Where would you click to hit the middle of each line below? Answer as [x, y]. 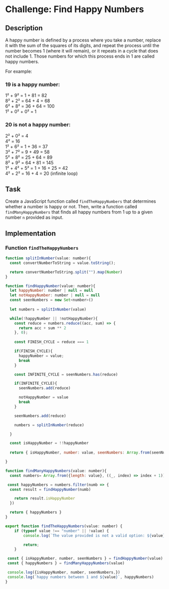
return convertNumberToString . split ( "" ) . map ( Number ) [66, 272]
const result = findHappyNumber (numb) [51, 489]
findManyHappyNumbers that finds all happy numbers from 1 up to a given [79, 212]
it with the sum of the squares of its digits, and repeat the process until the [82, 46]
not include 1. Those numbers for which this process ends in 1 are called [80, 56]
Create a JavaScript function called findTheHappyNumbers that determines [81, 201]
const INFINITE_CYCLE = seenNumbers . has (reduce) [66, 374]
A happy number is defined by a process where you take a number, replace [83, 40]
